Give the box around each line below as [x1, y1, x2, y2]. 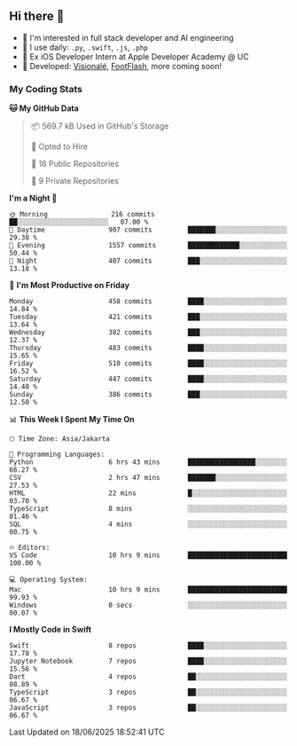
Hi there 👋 [9, 9, 65, 24]
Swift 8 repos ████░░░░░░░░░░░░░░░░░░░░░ [9, 641, 288, 650]
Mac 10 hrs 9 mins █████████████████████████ [9, 585, 288, 594]
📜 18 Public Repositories [30, 159, 120, 169]
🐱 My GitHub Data [9, 103, 80, 114]
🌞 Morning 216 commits [9, 210, 155, 219]
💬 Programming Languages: [9, 450, 105, 459]
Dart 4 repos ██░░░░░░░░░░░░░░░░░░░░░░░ [9, 672, 288, 681]
